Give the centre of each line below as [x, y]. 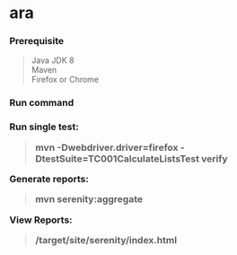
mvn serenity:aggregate [89, 199]
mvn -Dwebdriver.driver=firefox [107, 147]
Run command [42, 103]
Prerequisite [37, 41]
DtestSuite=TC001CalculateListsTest [118, 158]
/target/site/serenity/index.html [106, 241]
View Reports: [41, 220]
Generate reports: [49, 180]
